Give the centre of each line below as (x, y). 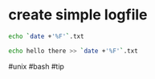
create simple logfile (78, 15)
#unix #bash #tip (36, 66)
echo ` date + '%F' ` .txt (46, 36)
